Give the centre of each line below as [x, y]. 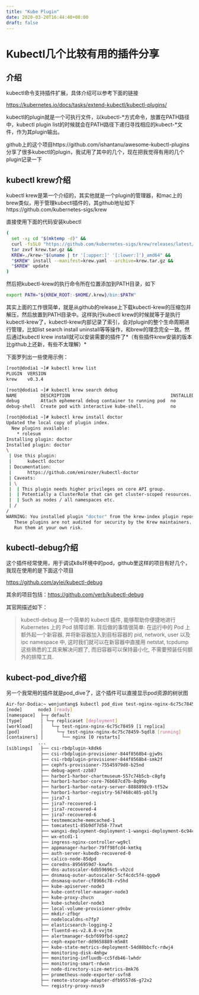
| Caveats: [22, 478]
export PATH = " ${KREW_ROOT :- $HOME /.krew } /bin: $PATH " [71, 295]
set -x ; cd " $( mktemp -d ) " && [49, 239]
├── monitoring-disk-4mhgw [74, 953]
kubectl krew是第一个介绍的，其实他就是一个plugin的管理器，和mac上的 [94, 195]
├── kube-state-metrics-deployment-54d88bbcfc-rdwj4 [107, 947]
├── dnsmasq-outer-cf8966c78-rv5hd [84, 881]
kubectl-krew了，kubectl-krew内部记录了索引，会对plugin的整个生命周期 [95, 322]
